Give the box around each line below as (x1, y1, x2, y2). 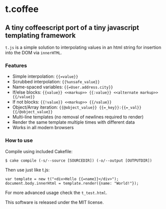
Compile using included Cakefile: (5, 148, 73, 154)
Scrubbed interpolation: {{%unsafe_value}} (12, 79, 100, 85)
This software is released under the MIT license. (5, 199, 104, 205)
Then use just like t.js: (5, 167, 50, 173)
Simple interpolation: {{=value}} (12, 73, 79, 79)
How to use (5, 137, 33, 144)
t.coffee (5, 3, 39, 15)
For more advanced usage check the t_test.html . (5, 190, 108, 196)
